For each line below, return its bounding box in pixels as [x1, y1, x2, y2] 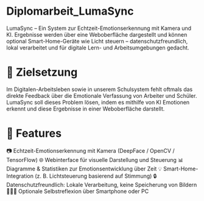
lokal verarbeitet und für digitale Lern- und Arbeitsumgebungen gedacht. [6, 44, 189, 51]
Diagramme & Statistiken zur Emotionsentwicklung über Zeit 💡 [6, 165, 163, 172]
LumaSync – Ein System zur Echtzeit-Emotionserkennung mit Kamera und [6, 24, 192, 32]
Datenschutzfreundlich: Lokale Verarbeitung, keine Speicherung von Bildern [6, 181, 197, 188]
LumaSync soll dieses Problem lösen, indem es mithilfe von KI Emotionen [6, 98, 190, 106]
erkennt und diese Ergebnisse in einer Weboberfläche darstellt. [6, 105, 165, 112]
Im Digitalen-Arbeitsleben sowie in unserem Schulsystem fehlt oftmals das [6, 86, 193, 93]
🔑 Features [6, 126, 62, 141]
